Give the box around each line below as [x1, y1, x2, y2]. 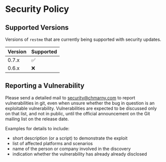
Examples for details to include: [5, 125, 70, 131]
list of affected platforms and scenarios [12, 140, 93, 146]
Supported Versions [5, 23, 69, 32]
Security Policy [5, 3, 70, 15]
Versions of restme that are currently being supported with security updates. [5, 36, 162, 42]
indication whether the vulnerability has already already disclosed [12, 151, 148, 157]
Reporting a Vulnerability [5, 81, 84, 90]
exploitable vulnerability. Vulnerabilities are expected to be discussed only [5, 105, 157, 111]
